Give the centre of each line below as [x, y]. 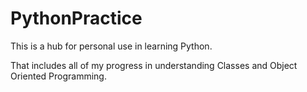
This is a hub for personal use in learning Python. [111, 46]
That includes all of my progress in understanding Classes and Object [154, 65]
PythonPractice [76, 18]
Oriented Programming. [58, 76]
